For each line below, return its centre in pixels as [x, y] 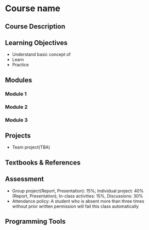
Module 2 [17, 107]
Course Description [35, 26]
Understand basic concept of [41, 54]
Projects [18, 136]
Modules [19, 80]
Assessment [25, 179]
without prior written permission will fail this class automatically [75, 206]
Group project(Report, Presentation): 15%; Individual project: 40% [78, 191]
